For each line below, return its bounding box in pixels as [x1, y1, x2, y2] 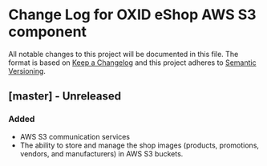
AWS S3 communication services [19, 132, 131, 141]
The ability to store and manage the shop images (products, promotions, [19, 140, 259, 150]
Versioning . [8, 66, 47, 75]
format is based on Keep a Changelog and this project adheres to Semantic [8, 58, 257, 67]
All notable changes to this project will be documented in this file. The [8, 49, 239, 59]
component [8, 22, 87, 41]
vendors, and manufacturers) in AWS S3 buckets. [19, 148, 184, 158]
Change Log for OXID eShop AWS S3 [8, 6, 257, 24]
